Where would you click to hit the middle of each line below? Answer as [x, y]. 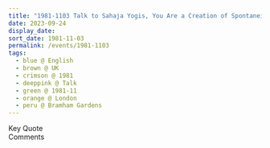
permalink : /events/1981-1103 [59, 46]
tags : [17, 53]
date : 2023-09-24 [37, 23]
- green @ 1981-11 [47, 90]
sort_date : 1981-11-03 [46, 38]
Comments [27, 137]
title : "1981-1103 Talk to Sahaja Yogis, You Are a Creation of [118, 16]
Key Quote [26, 129]
